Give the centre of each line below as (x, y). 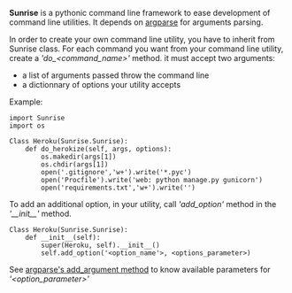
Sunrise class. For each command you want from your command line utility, (146, 49)
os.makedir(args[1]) (79, 157)
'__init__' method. (41, 213)
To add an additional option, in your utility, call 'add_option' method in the (143, 204)
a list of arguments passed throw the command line (115, 75)
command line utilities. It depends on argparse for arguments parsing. (136, 22)
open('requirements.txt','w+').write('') (119, 188)
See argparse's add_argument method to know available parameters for (140, 270)
